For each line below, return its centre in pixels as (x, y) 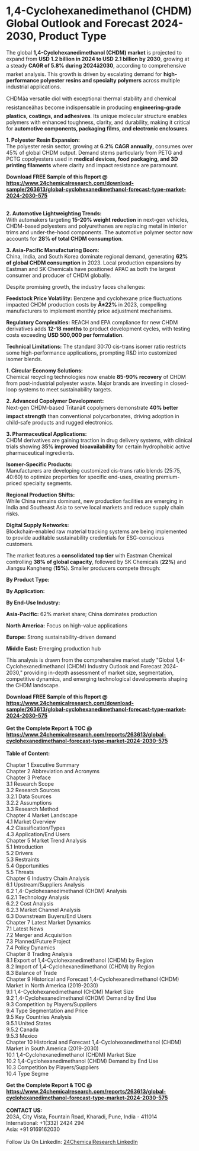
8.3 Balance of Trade (32, 973)
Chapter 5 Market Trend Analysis (46, 840)
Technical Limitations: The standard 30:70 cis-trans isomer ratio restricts (96, 346)
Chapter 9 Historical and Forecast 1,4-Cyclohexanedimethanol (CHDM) (93, 979)
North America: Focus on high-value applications (67, 625)
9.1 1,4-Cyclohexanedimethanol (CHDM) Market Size (70, 991)
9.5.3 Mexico (22, 1035)
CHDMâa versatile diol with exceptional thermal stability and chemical (91, 98)
